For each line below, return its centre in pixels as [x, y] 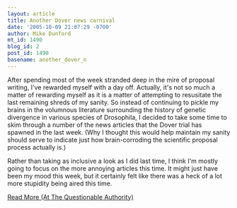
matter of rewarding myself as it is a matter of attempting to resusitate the [115, 94]
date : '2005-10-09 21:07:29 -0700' [60, 27]
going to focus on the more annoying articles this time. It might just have [112, 168]
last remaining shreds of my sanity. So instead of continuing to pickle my [113, 102]
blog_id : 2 [23, 47]
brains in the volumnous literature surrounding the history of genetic [107, 109]
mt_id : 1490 [25, 40]
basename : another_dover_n [47, 60]
